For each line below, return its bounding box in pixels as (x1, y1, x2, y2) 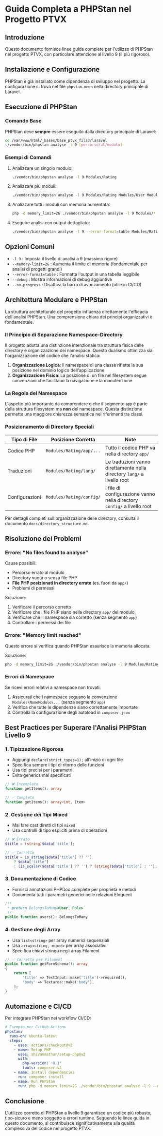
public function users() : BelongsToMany (5, 915, 88, 920)
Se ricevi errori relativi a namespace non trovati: (5, 684, 101, 690)
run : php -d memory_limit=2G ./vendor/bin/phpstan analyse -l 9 (17, 1083, 151, 1088)
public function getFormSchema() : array (5, 961, 88, 966)
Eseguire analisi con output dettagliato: (12, 220, 90, 226)
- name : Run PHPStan (14, 1079, 55, 1084)
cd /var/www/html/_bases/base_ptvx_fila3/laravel (5, 138, 108, 143)
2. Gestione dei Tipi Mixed (5, 811, 68, 818)
